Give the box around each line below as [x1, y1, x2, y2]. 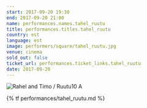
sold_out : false [6, 55, 48, 61]
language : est [6, 37, 43, 44]
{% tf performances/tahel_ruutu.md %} [6, 94, 105, 102]
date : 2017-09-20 [6, 66, 51, 72]
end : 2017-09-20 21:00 [6, 15, 64, 21]
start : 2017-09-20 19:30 [6, 9, 70, 15]
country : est [6, 32, 40, 38]
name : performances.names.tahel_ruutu [6, 20, 105, 26]
